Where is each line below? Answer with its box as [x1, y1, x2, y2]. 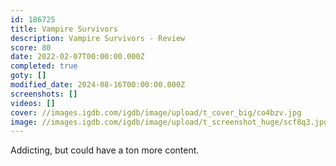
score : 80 [10, 42, 52, 53]
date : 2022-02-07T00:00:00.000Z [10, 52, 145, 62]
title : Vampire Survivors [10, 24, 118, 34]
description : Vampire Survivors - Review [10, 33, 186, 43]
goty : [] [10, 71, 47, 81]
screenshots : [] [10, 89, 78, 99]
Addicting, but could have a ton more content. [10, 144, 200, 156]
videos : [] [10, 98, 56, 108]
